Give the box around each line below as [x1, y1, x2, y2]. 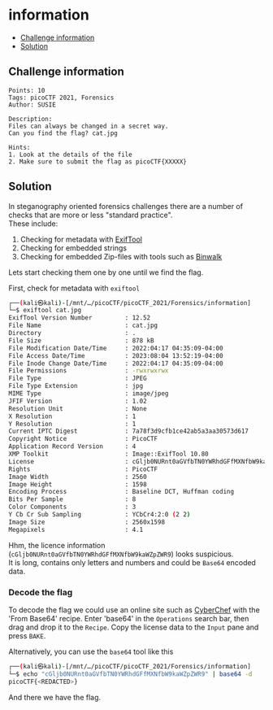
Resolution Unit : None [8, 404, 148, 412]
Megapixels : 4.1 [8, 525, 144, 534]
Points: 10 [8, 86, 45, 94]
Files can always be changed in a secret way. [8, 122, 169, 130]
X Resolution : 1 [8, 412, 136, 420]
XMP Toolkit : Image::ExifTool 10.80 [8, 450, 209, 459]
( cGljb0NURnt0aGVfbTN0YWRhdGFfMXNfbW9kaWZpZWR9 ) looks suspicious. [8, 549, 234, 559]
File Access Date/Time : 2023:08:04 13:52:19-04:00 [8, 351, 223, 359]
